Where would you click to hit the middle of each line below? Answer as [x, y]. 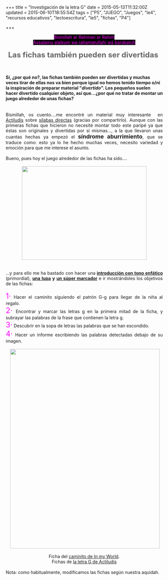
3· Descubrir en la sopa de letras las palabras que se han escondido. [78, 325]
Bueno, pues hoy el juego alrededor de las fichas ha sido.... [67, 159]
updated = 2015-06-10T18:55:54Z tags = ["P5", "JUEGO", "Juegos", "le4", [81, 12]
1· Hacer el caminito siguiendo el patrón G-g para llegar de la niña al [84, 296]
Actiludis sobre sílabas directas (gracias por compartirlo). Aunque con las [84, 120]
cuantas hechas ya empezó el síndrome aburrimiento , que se [84, 137]
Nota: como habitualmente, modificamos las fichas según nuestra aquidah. [83, 573]
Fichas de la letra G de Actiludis [84, 562]
